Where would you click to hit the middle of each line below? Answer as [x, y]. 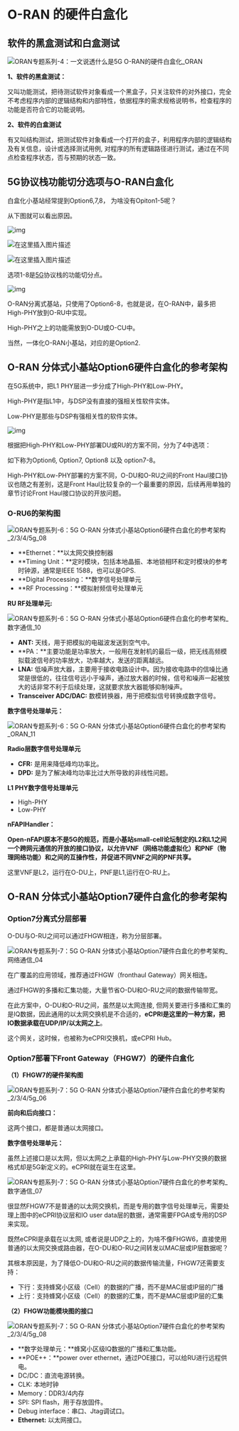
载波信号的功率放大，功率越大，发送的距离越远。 [96, 660]
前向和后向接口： [32, 1112]
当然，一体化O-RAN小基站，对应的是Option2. [74, 343]
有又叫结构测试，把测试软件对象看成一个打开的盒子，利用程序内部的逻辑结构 [119, 140]
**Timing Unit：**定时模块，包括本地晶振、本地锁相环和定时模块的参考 [122, 561]
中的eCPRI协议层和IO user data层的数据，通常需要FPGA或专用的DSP [127, 1215]
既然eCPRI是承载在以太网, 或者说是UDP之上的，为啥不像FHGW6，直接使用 [117, 1239]
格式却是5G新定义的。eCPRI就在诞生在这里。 [74, 1166]
